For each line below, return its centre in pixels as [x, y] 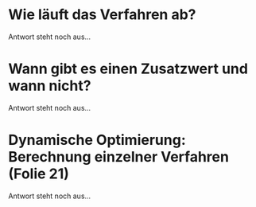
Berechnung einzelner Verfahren [118, 157]
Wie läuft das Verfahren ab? [102, 15]
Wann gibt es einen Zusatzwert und [128, 69]
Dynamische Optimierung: [97, 140]
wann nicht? [50, 86]
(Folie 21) [39, 174]
